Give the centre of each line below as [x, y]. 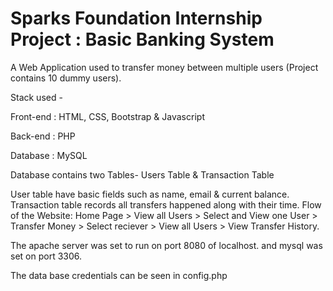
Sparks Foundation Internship [136, 18]
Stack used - [36, 97]
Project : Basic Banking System [142, 39]
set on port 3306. [46, 256]
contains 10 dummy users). [66, 78]
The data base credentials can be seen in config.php [119, 275]
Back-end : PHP [43, 136]
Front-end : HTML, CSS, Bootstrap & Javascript [107, 116]
